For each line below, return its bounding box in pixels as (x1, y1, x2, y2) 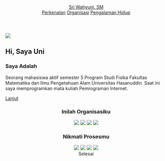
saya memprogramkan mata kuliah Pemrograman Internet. (5, 85, 128, 91)
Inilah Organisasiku (61, 108, 111, 115)
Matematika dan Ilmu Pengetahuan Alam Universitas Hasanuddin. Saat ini (5, 79, 160, 86)
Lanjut (5, 95, 19, 101)
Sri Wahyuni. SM (68, 4, 104, 10)
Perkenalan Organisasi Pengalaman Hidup (42, 9, 131, 15)
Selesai (78, 151, 94, 157)
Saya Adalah (5, 63, 37, 70)
